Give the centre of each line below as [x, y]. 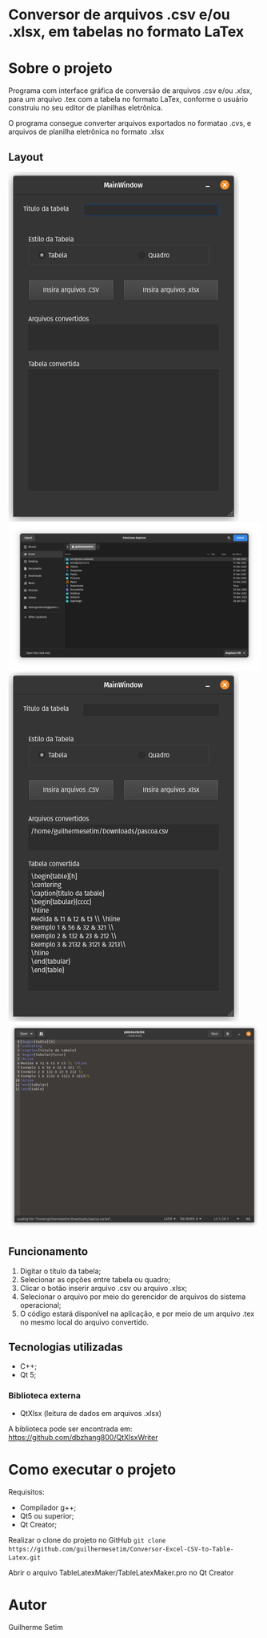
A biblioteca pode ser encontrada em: [70, 1429]
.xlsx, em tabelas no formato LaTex [126, 32]
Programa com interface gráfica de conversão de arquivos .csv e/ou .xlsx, [130, 91]
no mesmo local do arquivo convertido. [84, 1322]
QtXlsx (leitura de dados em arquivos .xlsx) [91, 1413]
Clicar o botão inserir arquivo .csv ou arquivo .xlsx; [104, 1288]
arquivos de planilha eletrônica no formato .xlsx [86, 132]
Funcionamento [48, 1252]
